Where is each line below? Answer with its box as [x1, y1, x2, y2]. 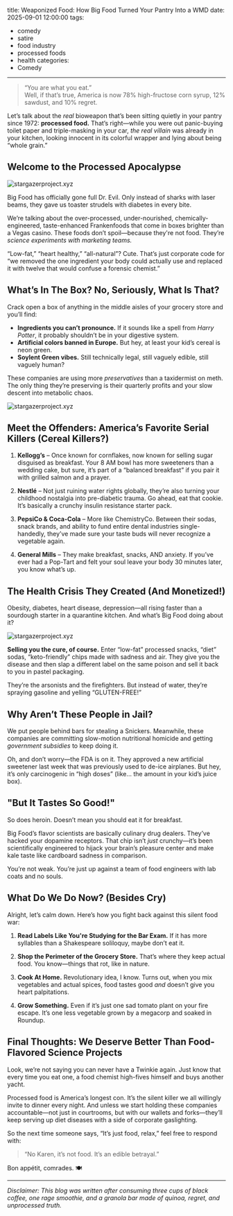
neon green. [17, 345, 53, 354]
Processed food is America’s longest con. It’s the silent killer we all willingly [7, 1093, 222, 1102]
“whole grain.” [7, 142, 48, 149]
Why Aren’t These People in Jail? [7, 708, 153, 720]
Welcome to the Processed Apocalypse [7, 161, 182, 173]
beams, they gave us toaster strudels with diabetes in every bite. [7, 200, 192, 209]
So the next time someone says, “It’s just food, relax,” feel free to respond [7, 1129, 218, 1137]
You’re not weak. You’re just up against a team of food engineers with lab [7, 864, 216, 873]
